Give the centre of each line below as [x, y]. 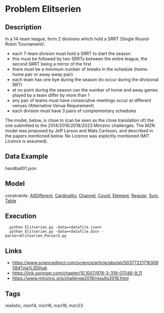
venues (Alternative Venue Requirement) [53, 106]
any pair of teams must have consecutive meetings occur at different [82, 100]
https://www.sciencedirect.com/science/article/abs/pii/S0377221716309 [85, 263]
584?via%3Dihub [30, 268]
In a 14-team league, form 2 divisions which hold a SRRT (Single [70, 39]
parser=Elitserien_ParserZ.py [36, 236]
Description [23, 27]
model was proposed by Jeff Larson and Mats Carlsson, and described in [79, 131]
